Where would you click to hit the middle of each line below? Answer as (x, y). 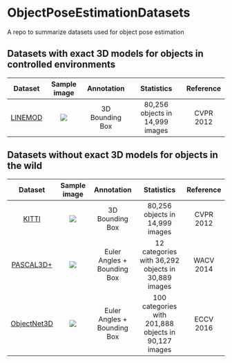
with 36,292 (159, 260)
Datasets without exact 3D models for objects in (113, 155)
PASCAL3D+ (32, 265)
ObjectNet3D (32, 324)
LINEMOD (27, 117)
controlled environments (61, 65)
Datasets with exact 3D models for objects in (105, 54)
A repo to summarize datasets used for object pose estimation (96, 32)
